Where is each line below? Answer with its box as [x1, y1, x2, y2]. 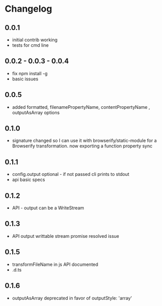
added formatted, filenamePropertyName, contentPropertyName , [12, 104, 150, 110]
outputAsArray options [12, 109, 60, 115]
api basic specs [12, 176, 45, 183]
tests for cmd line [12, 42, 49, 48]
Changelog [5, 3, 52, 15]
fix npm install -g [12, 70, 48, 76]
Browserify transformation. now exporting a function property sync [12, 143, 153, 149]
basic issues [12, 76, 39, 82]
